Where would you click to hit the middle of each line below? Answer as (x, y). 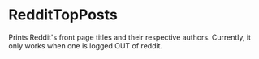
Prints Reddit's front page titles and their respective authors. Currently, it (130, 37)
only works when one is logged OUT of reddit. (86, 45)
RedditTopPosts (63, 15)
